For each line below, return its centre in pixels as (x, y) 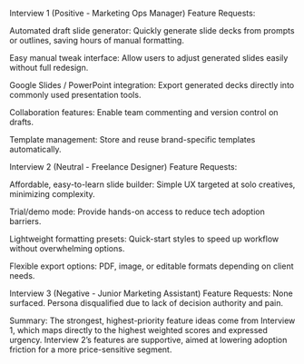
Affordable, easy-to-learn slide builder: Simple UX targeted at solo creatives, (152, 184)
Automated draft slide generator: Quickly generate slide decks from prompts (152, 30)
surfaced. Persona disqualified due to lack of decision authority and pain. (147, 303)
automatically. (35, 149)
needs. (22, 275)
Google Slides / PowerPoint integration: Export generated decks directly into (152, 85)
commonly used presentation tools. (75, 95)
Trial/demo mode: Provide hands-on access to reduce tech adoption (137, 212)
